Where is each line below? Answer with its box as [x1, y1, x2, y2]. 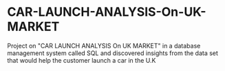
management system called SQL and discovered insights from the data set [7, 49, 219, 57]
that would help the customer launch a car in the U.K [7, 56, 156, 64]
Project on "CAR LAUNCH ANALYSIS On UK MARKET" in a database [7, 41, 201, 50]
